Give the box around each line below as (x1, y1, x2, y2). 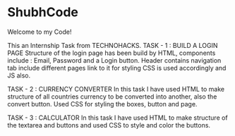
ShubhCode (7, 4, 79, 20)
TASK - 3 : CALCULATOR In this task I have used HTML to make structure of (7, 113, 228, 122)
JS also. (7, 71, 30, 80)
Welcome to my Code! (7, 27, 72, 36)
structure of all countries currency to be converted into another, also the (7, 92, 217, 101)
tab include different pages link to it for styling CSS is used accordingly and (7, 63, 227, 72)
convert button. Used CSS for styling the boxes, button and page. (7, 99, 198, 108)
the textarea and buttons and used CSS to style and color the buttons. (7, 120, 210, 129)
